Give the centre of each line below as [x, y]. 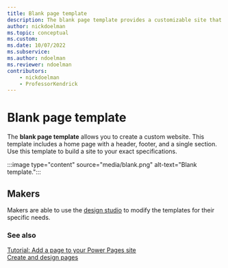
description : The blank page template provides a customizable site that [115, 20]
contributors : [27, 71]
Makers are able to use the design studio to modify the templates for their [111, 210]
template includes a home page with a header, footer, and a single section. [112, 144]
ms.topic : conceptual [38, 33]
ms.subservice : [29, 52]
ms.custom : [23, 39]
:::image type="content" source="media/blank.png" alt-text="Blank [102, 165]
